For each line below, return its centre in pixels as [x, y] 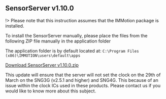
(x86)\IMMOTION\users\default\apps [43, 56]
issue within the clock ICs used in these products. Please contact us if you [83, 85]
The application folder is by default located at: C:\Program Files [72, 51]
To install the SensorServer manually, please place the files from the [76, 35]
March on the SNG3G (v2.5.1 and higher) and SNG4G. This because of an [82, 80]
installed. [15, 26]
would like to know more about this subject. [51, 91]
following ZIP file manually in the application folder [58, 41]
